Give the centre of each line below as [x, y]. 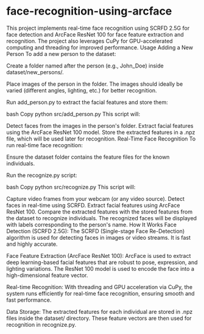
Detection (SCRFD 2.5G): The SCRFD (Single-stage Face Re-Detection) [96, 231]
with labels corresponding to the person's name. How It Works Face [92, 224]
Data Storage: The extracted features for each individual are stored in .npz [100, 311]
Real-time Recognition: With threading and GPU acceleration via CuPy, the [100, 287]
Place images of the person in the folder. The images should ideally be [95, 84]
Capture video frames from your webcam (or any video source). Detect [95, 198]
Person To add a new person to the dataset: [61, 54]
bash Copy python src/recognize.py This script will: [71, 187]
